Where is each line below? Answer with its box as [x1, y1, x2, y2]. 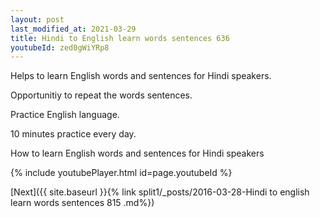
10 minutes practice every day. [10, 128, 137, 140]
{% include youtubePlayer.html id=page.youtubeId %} [10, 167, 233, 179]
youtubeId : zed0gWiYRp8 [10, 42, 110, 53]
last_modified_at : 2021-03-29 [10, 24, 137, 34]
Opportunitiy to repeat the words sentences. [10, 89, 193, 101]
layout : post [10, 14, 65, 25]
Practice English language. [10, 109, 120, 121]
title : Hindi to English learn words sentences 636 [10, 33, 230, 43]
